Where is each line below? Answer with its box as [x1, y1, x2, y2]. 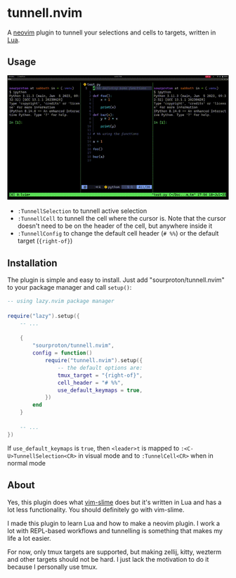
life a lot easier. [7, 534, 51, 542]
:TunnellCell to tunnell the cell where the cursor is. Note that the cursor [17, 214, 227, 223]
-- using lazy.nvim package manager [7, 297, 114, 305]
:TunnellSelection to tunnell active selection [17, 207, 147, 215]
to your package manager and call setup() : [7, 283, 132, 292]
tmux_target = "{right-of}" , [57, 371, 143, 379]
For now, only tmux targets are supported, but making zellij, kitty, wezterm [7, 547, 222, 556]
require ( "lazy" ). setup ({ [7, 312, 80, 319]
